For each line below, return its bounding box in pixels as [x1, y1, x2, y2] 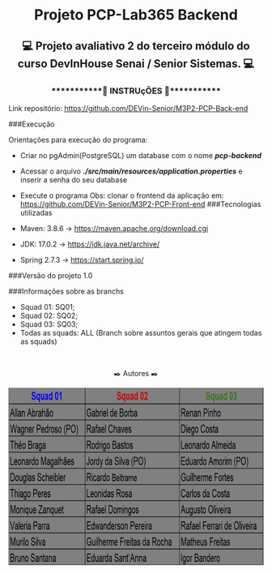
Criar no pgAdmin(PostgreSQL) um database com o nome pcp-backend [19, 150, 261, 160]
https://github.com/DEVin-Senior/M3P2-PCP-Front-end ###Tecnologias [19, 199, 261, 208]
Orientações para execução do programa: [8, 135, 148, 144]
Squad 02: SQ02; [19, 311, 79, 320]
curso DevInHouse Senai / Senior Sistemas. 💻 [17, 57, 255, 71]
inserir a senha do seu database [19, 174, 128, 184]
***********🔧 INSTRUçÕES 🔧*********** [51, 85, 221, 96]
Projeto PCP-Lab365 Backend [33, 6, 239, 24]
